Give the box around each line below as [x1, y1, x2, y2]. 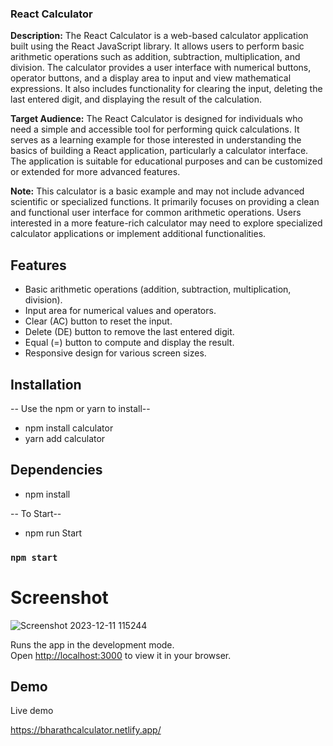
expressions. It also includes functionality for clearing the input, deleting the [10, 83, 323, 95]
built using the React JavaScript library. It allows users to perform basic [10, 40, 305, 52]
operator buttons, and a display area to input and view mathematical [10, 72, 292, 84]
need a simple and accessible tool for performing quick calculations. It [10, 123, 300, 136]
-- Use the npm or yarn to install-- [10, 402, 151, 414]
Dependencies [10, 462, 103, 479]
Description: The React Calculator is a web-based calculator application [10, 30, 309, 42]
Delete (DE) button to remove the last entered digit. [24, 326, 235, 338]
